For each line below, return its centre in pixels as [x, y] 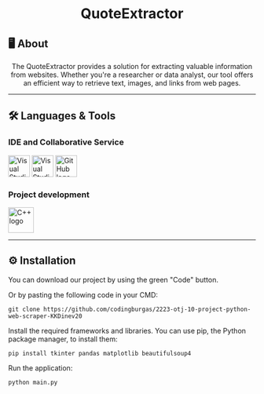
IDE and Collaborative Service [66, 142]
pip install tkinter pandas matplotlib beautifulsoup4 [100, 353]
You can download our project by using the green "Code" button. [113, 279]
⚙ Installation [42, 261]
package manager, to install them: [63, 339]
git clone [24, 309]
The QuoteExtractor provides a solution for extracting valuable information [132, 66]
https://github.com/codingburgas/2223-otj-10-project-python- [147, 309]
